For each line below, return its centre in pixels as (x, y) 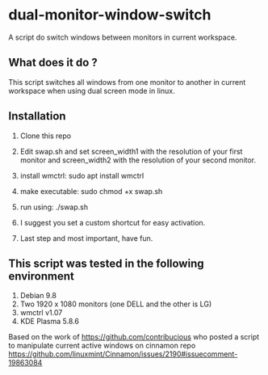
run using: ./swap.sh (54, 207)
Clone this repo (45, 136)
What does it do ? (53, 63)
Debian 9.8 (38, 296)
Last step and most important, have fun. (86, 238)
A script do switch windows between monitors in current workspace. (123, 37)
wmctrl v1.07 (41, 313)
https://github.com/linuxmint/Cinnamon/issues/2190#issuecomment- (123, 354)
